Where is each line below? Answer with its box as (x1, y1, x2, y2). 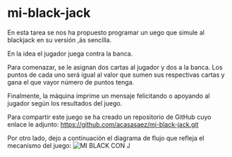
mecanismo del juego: (7, 141, 72, 149)
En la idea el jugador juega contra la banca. (7, 49, 133, 58)
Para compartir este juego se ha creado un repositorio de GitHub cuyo (7, 113, 212, 121)
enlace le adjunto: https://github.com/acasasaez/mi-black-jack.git (7, 120, 199, 128)
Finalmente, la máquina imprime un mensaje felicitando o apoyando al (7, 92, 210, 100)
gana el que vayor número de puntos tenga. (7, 77, 135, 86)
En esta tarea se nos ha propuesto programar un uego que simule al (7, 28, 204, 37)
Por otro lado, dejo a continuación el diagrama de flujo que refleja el (7, 134, 204, 142)
